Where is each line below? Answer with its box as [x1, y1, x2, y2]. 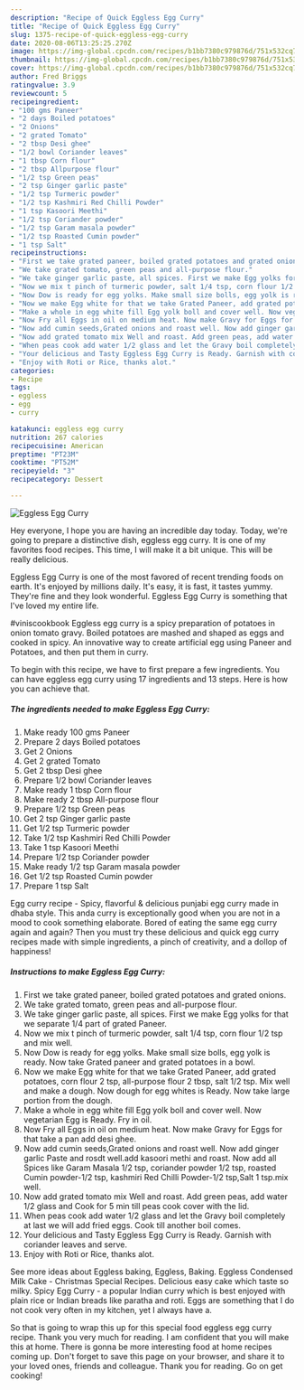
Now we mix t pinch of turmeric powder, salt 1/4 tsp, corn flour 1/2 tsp [23, 1028, 283, 1038]
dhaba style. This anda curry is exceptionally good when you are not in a [10, 907, 281, 918]
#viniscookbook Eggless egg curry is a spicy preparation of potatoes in [10, 617, 276, 628]
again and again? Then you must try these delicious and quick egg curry [10, 926, 280, 937]
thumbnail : [10, 55, 51, 64]
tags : [10, 383, 31, 392]
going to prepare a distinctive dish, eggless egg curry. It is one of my [10, 534, 266, 545]
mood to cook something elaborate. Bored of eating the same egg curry [10, 916, 278, 927]
